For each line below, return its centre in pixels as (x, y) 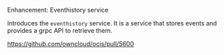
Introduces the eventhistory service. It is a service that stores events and (112, 23)
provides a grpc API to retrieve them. (60, 31)
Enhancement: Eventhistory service (58, 10)
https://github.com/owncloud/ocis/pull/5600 (71, 44)
